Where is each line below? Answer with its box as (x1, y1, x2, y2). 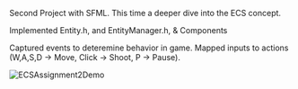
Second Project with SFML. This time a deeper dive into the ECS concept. (9, 8, 281, 18)
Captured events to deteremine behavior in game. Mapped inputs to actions (9, 42, 289, 53)
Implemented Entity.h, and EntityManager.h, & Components (9, 25, 228, 35)
